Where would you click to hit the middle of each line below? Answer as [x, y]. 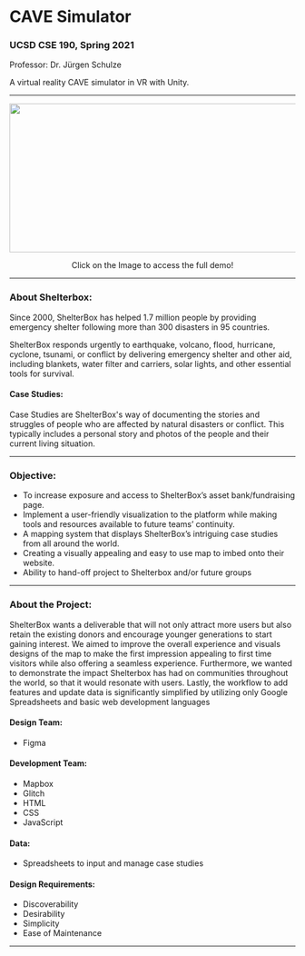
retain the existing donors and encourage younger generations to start [141, 634]
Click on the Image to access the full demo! [152, 265]
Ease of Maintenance [62, 933]
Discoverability [50, 904]
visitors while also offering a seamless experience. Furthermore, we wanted [151, 663]
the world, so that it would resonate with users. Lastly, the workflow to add [149, 682]
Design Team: [36, 722]
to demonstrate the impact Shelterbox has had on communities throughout [149, 672]
